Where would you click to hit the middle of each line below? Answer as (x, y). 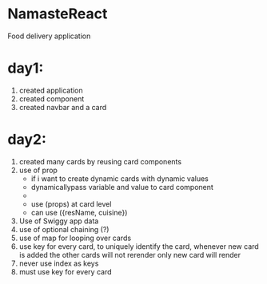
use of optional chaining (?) (64, 229)
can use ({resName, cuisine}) (79, 212)
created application (51, 90)
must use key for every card (65, 271)
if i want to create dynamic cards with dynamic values (120, 178)
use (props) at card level (71, 203)
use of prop (38, 170)
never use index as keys (59, 263)
